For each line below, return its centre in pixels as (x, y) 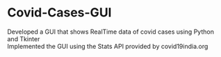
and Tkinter (24, 38)
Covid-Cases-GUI (59, 13)
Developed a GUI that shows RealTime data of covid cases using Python (110, 32)
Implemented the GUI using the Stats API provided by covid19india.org (108, 46)
